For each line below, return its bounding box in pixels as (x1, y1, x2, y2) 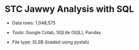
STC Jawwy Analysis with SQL (4, 3, 134, 15)
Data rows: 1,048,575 (11, 20, 56, 26)
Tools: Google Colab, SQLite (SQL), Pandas (11, 29, 101, 35)
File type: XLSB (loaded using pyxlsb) (11, 39, 89, 45)
